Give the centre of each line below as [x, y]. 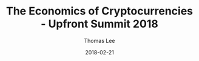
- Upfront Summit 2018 [99, 24]
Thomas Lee [99, 40]
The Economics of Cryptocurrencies [99, 11]
